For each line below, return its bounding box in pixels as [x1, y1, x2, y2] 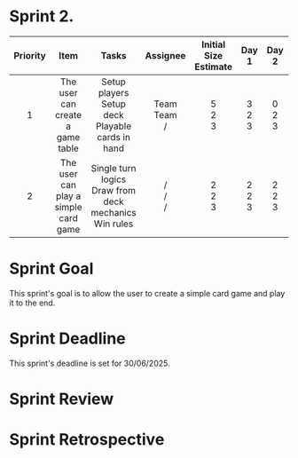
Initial [200, 38, 226, 51]
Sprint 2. [9, 6, 74, 27]
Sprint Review [9, 389, 114, 409]
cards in [97, 130, 131, 143]
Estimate [194, 60, 233, 73]
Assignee [145, 49, 186, 61]
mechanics [90, 206, 137, 218]
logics [100, 173, 127, 186]
